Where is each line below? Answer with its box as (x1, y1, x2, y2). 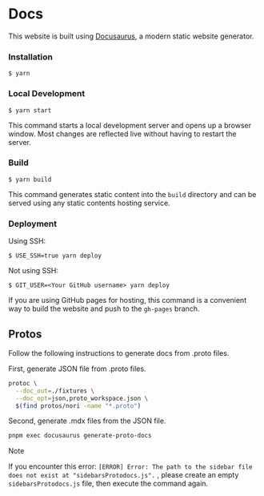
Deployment (8, 218, 58, 229)
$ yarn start (8, 106, 52, 115)
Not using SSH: (8, 266, 58, 276)
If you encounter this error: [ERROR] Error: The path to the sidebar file (8, 462, 254, 471)
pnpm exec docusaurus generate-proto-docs (8, 432, 152, 440)
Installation (8, 51, 54, 63)
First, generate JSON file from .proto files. (8, 364, 146, 373)
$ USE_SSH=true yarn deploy (8, 252, 102, 260)
